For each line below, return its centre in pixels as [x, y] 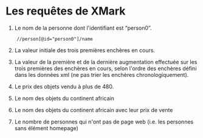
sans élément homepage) [46, 128]
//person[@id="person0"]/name [55, 39]
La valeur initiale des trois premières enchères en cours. [85, 50]
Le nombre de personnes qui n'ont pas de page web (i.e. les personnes [104, 122]
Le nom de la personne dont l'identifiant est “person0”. [83, 28]
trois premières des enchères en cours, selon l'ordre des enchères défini [105, 68]
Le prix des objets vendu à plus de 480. [64, 87]
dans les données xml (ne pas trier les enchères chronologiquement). [101, 74]
